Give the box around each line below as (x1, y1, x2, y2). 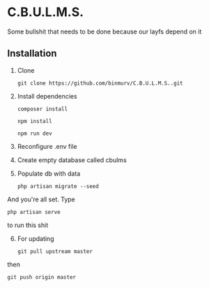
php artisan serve (7, 208, 61, 215)
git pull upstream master (17, 247, 93, 255)
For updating (17, 234, 54, 243)
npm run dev (17, 130, 52, 137)
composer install (17, 106, 68, 113)
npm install (17, 117, 52, 124)
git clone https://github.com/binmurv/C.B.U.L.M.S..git (17, 80, 183, 87)
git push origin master (7, 273, 77, 280)
